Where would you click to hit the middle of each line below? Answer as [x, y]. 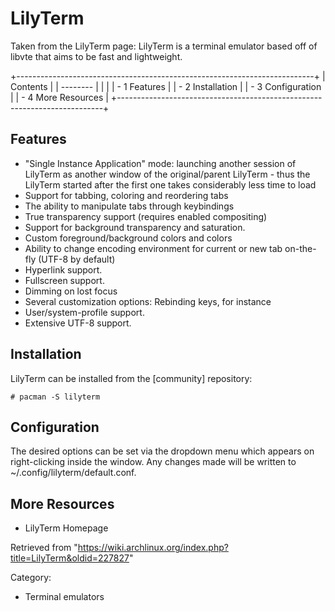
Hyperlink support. [63, 269]
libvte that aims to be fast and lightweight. [96, 56]
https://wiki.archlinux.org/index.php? [153, 548]
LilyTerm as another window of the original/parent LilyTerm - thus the [167, 174]
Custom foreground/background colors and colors [128, 238]
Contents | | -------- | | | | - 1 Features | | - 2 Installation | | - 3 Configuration [166, 86]
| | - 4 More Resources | [59, 97]
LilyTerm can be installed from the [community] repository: [131, 378]
